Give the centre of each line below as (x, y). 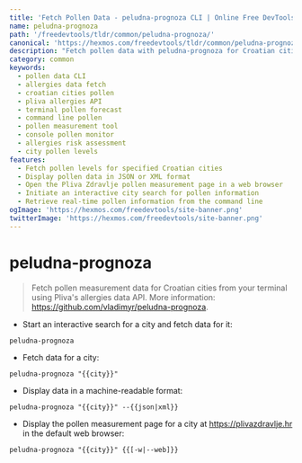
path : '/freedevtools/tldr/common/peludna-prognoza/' (112, 34)
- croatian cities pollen (66, 93)
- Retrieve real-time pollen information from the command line (140, 202)
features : (28, 160)
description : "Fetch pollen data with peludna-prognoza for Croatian (142, 51)
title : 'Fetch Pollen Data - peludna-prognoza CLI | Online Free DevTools (152, 18)
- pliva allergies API (60, 101)
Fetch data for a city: (61, 357)
